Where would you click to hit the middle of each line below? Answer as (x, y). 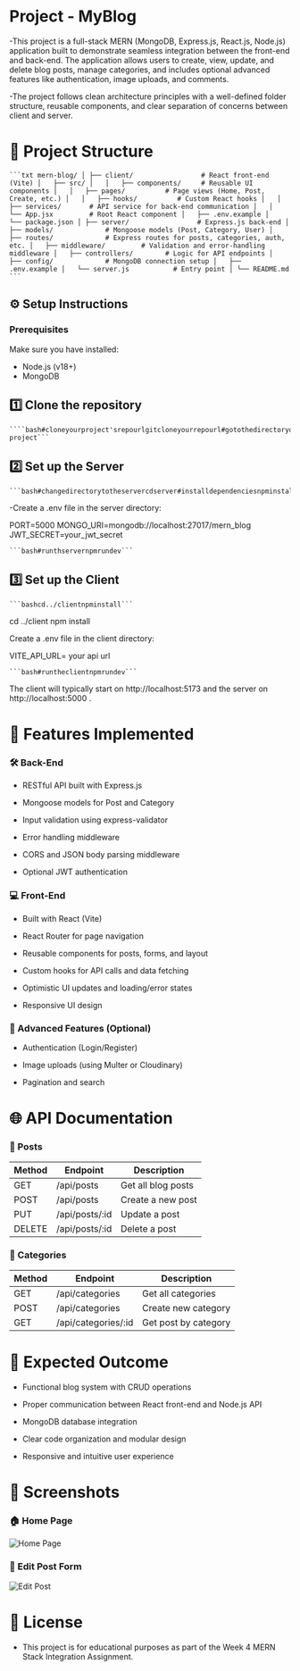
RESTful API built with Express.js (82, 785)
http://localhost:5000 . (50, 698)
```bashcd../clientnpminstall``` (71, 605)
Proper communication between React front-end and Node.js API (142, 1404)
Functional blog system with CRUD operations (107, 1387)
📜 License (46, 1622)
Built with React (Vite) (62, 918)
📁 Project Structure (81, 151)
